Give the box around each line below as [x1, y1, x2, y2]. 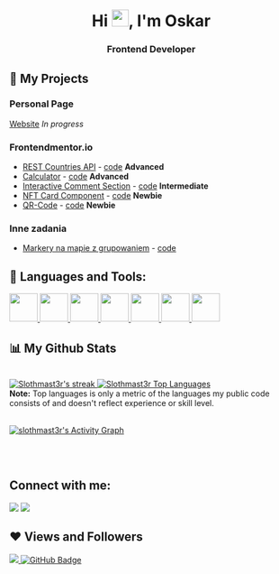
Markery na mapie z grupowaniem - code [22, 243, 177, 254]
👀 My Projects [9, 70, 89, 86]
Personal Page [9, 97, 75, 110]
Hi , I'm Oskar [91, 11, 211, 32]
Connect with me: [9, 478, 112, 494]
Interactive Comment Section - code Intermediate [22, 181, 209, 191]
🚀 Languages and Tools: [9, 269, 147, 284]
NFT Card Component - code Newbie [22, 190, 163, 201]
